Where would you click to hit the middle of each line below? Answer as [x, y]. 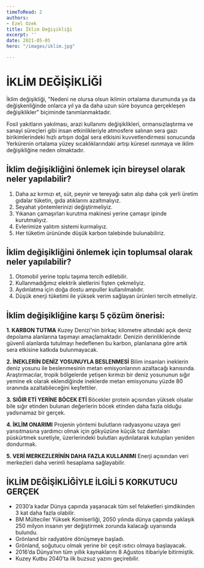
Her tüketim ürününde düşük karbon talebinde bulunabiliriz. [90, 233]
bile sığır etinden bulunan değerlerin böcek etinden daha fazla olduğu [94, 407]
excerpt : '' [21, 35]
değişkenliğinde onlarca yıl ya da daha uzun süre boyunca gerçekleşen [96, 106]
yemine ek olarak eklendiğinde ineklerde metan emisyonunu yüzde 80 [95, 381]
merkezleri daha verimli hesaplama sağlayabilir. [66, 463]
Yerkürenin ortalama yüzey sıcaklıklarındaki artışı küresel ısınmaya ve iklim [100, 143]
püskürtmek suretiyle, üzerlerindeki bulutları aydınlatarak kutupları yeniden [100, 438]
